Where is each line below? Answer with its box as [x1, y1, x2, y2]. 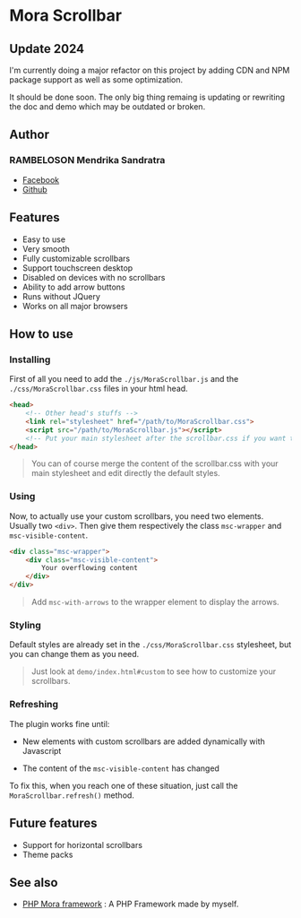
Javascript [21, 745, 62, 756]
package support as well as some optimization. [9, 74, 184, 85]
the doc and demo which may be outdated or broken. [9, 101, 206, 112]
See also [9, 875, 58, 890]
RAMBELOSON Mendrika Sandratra [9, 154, 166, 167]
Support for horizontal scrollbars [21, 839, 143, 850]
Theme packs [21, 849, 73, 860]
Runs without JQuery [21, 290, 101, 301]
